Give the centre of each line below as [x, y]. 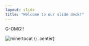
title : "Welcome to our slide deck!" [45, 14]
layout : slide [20, 10]
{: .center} [44, 38]
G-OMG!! [15, 28]
